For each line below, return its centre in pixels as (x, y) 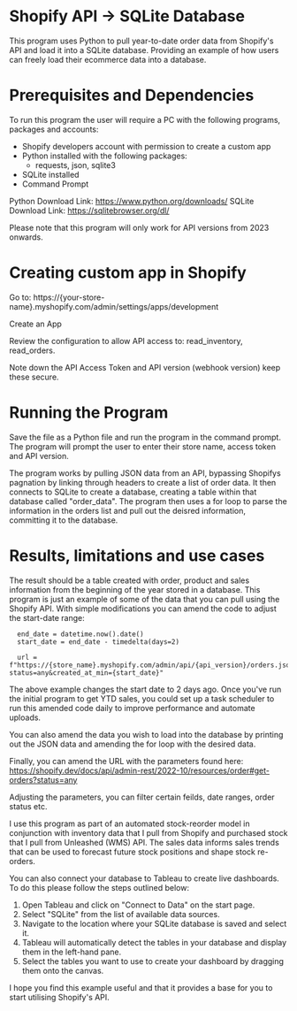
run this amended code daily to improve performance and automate (132, 708)
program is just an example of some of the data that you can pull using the (145, 599)
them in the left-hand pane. (72, 952)
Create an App (35, 324)
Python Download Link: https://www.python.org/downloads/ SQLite (132, 201)
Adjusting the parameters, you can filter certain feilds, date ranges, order (142, 797)
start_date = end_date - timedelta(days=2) (98, 642)
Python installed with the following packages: (104, 156)
